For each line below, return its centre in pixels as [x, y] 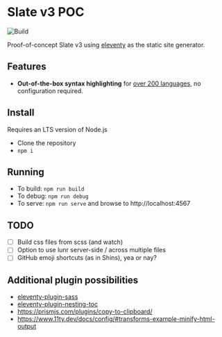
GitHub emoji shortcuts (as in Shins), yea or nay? [87, 258]
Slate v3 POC [46, 12]
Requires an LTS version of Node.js [57, 129]
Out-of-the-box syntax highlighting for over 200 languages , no [109, 83]
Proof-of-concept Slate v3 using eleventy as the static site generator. [106, 44]
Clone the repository [46, 142]
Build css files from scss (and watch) [70, 242]
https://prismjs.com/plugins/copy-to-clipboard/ [85, 312]
